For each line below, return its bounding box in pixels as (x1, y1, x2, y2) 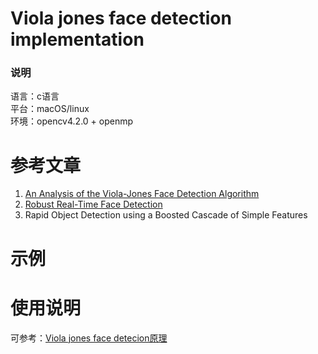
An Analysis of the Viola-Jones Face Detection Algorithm (24, 188, 260, 200)
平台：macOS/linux (10, 103, 90, 115)
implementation (10, 28, 145, 51)
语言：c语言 (10, 90, 60, 102)
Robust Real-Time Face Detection (24, 198, 163, 211)
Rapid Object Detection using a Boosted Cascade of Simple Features (24, 209, 308, 221)
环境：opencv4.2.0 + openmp (10, 115, 134, 127)
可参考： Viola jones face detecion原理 (10, 332, 168, 344)
